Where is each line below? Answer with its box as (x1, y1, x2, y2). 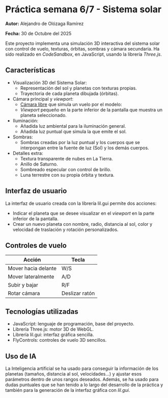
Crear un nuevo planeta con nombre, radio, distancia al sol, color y (12, 221, 153, 227)
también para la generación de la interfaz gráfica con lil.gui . (5, 387, 130, 393)
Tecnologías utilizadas (5, 307, 78, 316)
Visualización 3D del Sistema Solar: (12, 79, 87, 85)
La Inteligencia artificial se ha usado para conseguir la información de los (5, 365, 159, 371)
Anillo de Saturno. (20, 161, 58, 167)
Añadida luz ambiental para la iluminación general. (20, 123, 126, 129)
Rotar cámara (8, 290, 40, 297)
